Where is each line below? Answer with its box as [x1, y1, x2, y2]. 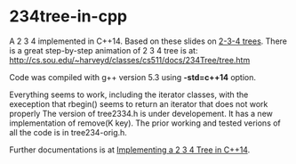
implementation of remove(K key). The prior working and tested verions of [9, 118, 282, 128]
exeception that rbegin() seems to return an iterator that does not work [9, 98, 268, 109]
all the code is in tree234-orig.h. [9, 127, 127, 137]
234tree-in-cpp [9, 6, 127, 27]
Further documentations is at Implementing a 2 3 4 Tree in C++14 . [9, 144, 251, 155]
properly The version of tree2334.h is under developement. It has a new [9, 108, 274, 119]
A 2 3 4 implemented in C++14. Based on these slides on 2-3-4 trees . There [9, 36, 287, 46]
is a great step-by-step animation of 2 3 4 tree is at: [9, 45, 198, 55]
